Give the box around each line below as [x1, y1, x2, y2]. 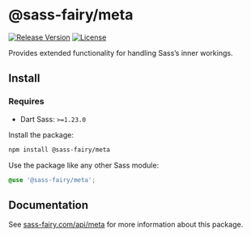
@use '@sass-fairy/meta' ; [8, 176, 96, 184]
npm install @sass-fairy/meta [8, 146, 111, 154]
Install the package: [8, 129, 74, 139]
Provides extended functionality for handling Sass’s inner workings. [8, 48, 233, 57]
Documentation [8, 198, 89, 212]
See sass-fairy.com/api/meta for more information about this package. [8, 220, 244, 230]
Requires [8, 95, 45, 107]
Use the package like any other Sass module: [8, 160, 160, 170]
